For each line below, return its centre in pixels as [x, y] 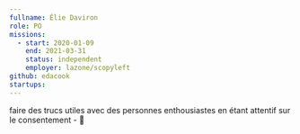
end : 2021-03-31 [56, 51]
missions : [28, 34]
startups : [28, 85]
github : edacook [40, 76]
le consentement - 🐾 [47, 120]
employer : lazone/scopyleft [78, 68]
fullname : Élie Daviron [54, 18]
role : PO [26, 26]
